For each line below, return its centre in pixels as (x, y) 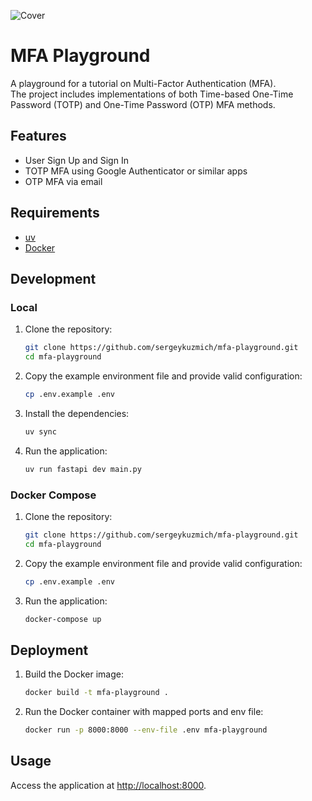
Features (38, 136)
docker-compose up (63, 619)
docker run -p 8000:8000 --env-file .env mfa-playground (146, 730)
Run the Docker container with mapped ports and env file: (144, 712)
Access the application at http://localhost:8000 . (108, 785)
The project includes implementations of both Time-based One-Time (152, 94)
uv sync (40, 431)
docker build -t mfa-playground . (96, 693)
